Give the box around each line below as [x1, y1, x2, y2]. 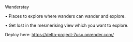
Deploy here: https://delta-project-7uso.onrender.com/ [5, 32, 114, 37]
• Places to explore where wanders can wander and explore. [5, 13, 126, 19]
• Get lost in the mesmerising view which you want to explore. [5, 22, 129, 28]
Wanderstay [5, 4, 29, 10]
